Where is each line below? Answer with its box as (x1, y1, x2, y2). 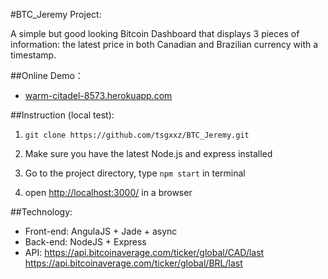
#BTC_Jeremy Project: (10, 9, 102, 20)
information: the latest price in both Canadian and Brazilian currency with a (10, 39, 319, 50)
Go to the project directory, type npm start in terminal (24, 167, 246, 179)
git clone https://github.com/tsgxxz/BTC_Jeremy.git (24, 130, 250, 140)
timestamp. (10, 49, 57, 61)
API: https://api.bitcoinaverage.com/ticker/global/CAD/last (24, 247, 265, 258)
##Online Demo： (10, 70, 84, 81)
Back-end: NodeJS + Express (24, 236, 147, 248)
